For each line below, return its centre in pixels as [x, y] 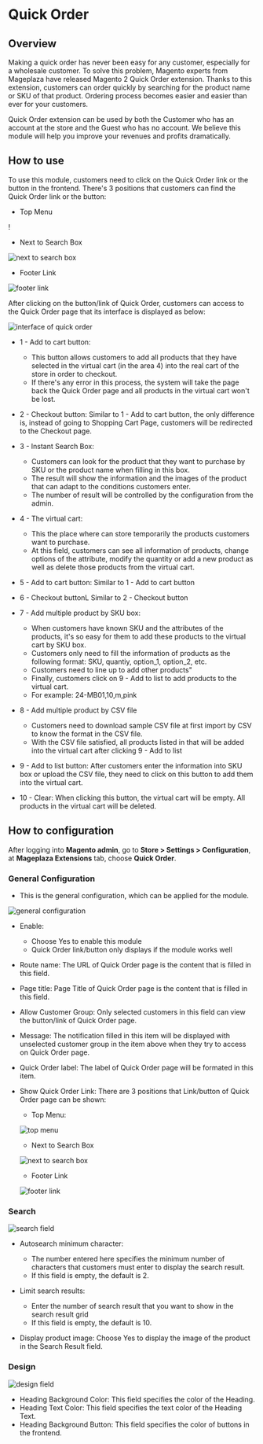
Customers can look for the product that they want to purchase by [138, 461]
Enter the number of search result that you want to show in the [132, 1306]
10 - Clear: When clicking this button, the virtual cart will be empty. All [132, 798]
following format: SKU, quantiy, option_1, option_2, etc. [119, 661]
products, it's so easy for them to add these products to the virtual [138, 636]
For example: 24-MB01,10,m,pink [84, 694]
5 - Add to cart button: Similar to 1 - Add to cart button [107, 582]
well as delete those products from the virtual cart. [113, 567]
